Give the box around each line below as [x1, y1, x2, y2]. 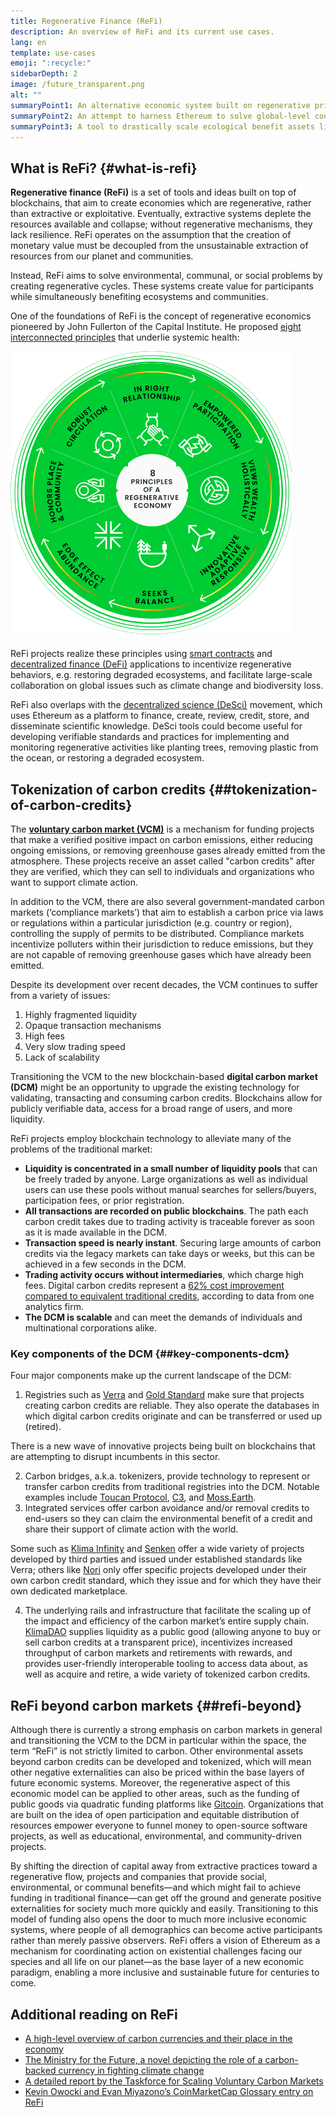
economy [24, 2043, 64, 2055]
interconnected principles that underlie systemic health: [10, 331, 240, 344]
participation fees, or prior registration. [24, 1195, 185, 1206]
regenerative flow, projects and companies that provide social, [10, 1871, 267, 1883]
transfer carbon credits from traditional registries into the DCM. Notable [24, 1481, 320, 1493]
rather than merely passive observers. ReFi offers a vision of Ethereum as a [10, 1935, 321, 1947]
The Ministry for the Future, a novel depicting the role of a [24, 2053, 263, 2065]
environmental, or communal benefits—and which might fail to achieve [10, 1881, 302, 1894]
